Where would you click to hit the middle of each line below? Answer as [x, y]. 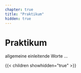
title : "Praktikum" [25, 14]
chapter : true [19, 9]
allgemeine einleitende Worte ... [36, 56]
